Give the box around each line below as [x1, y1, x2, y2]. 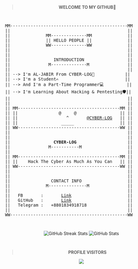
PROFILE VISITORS [68, 250, 107, 255]
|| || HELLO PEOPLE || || [5, 38, 133, 43]
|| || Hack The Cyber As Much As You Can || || [5, 159, 133, 164]
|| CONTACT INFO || [5, 178, 133, 184]
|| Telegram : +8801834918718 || [5, 203, 133, 208]
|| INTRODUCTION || [5, 57, 133, 63]
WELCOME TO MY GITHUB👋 [59, 4, 116, 10]
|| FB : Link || [5, 193, 133, 198]
